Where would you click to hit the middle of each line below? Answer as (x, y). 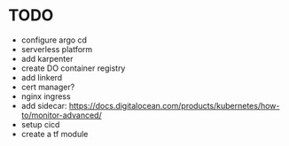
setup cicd (40, 124)
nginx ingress (46, 96)
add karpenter (47, 58)
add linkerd (42, 77)
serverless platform (57, 49)
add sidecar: (44, 105)
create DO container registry (73, 68)
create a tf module (55, 134)
